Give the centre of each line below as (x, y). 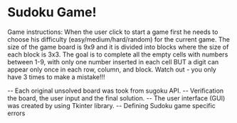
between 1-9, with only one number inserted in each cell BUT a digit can (113, 61)
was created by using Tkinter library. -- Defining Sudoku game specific (111, 105)
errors (16, 113)
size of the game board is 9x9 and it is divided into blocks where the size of (118, 47)
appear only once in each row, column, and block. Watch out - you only (112, 69)
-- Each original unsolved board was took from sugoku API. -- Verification (116, 90)
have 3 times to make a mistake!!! (56, 77)
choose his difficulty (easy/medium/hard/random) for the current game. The (118, 39)
